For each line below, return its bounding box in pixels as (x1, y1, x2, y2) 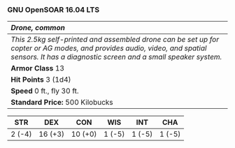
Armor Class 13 (10, 64, 65, 73)
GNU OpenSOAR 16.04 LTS (7, 5, 100, 15)
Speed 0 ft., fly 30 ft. (10, 86, 79, 96)
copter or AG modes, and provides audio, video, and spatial (10, 43, 207, 53)
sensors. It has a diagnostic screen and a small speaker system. (10, 52, 222, 62)
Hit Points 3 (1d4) (10, 75, 71, 84)
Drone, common (10, 23, 65, 33)
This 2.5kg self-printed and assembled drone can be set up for (10, 35, 219, 45)
